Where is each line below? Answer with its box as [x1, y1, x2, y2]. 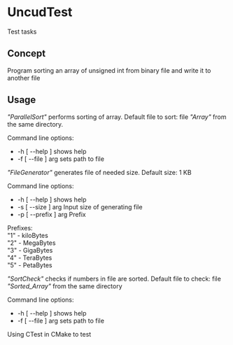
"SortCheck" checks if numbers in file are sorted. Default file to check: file [7, 274, 222, 283]
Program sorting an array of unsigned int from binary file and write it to [7, 66, 211, 74]
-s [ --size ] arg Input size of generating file [17, 202, 143, 211]
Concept [7, 48, 46, 59]
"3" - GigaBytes [7, 246, 53, 254]
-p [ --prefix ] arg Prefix [17, 210, 86, 218]
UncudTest [7, 4, 73, 20]
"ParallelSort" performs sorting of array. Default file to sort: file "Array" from [7, 113, 227, 121]
